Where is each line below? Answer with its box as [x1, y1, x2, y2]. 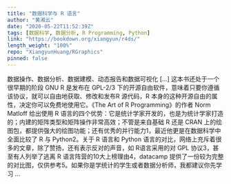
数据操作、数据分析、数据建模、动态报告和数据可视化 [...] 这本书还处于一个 [7, 74, 220, 83]
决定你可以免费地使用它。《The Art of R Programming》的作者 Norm [19, 101, 212, 109]
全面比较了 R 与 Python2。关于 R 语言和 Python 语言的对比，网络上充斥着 [7, 135, 216, 143]
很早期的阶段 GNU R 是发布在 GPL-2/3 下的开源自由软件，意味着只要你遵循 [7, 83, 220, 92]
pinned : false [7, 55, 48, 62]
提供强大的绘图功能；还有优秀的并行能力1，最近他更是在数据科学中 [30, 126, 221, 134]
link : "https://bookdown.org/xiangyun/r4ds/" [7, 36, 140, 43]
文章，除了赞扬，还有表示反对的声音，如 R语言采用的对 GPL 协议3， [19, 143, 213, 152]
